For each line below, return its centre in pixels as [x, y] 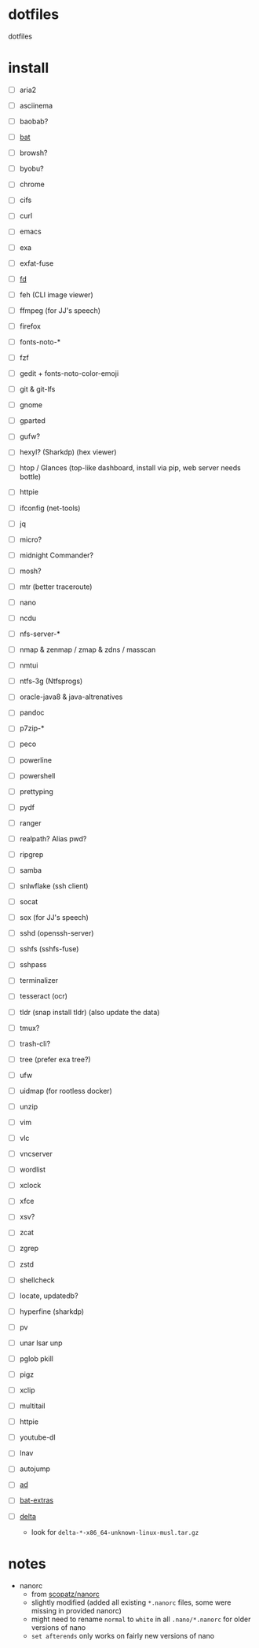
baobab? [34, 121]
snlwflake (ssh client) [54, 886]
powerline [36, 760]
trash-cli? [35, 1043]
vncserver [36, 1154]
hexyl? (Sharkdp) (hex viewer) [68, 452]
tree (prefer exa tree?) [55, 1059]
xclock [30, 1186]
